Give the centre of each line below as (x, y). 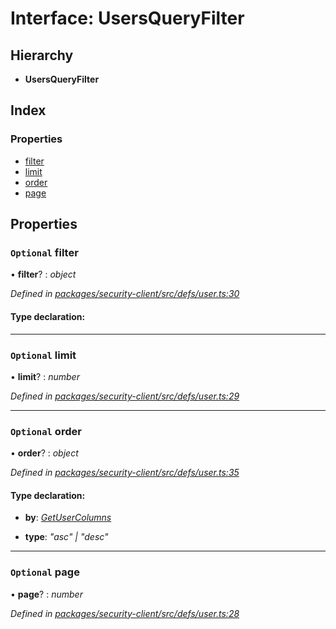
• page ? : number (46, 594)
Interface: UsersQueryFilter (127, 18)
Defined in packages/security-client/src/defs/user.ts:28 (125, 613)
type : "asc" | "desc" (66, 537)
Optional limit (43, 355)
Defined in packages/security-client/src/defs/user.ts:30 (125, 294)
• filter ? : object (43, 274)
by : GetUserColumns (68, 518)
